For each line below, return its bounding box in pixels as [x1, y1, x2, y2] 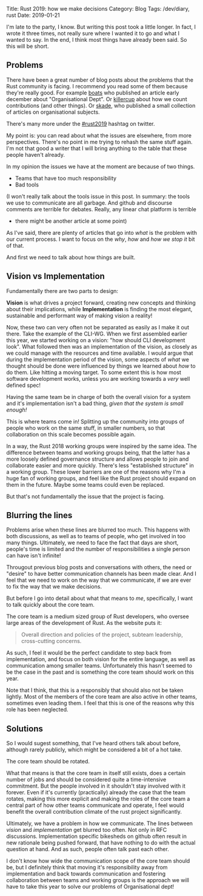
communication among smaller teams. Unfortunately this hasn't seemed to [6, 662, 193, 670]
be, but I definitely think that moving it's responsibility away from [6, 864, 168, 871]
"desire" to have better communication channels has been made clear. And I [6, 570, 197, 578]
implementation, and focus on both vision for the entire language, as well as [6, 656, 196, 663]
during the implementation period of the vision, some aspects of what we [6, 355, 190, 363]
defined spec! [6, 381, 41, 389]
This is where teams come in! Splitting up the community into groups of [6, 418, 185, 425]
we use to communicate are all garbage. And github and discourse [6, 199, 173, 206]
